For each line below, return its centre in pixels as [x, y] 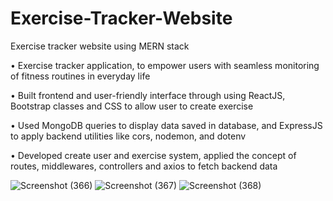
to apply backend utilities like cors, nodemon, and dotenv [128, 136]
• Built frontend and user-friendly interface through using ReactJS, [148, 95]
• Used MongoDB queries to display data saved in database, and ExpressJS [166, 125]
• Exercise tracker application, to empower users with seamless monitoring [165, 65]
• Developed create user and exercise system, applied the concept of [153, 155]
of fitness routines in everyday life [80, 76]
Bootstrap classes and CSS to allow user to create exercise [132, 106]
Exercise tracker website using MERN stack [100, 46]
